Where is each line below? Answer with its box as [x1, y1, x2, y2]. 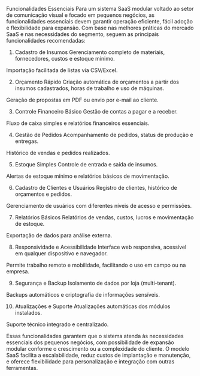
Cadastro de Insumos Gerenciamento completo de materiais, [14, 49, 165, 56]
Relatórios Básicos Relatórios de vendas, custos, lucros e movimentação [14, 214, 194, 221]
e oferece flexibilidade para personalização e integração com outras [6, 358, 175, 365]
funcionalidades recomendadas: [6, 37, 86, 44]
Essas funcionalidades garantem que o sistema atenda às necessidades [6, 333, 184, 339]
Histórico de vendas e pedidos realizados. [6, 150, 110, 156]
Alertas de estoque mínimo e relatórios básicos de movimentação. [6, 172, 169, 180]
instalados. [14, 309, 42, 316]
